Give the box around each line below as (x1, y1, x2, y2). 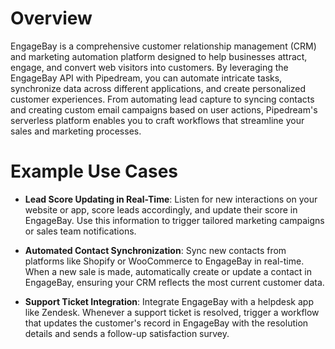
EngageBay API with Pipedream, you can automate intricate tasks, (10, 72, 283, 84)
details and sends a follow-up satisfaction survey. (24, 327, 230, 339)
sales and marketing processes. (10, 125, 142, 137)
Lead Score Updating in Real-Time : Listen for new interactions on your (24, 193, 318, 205)
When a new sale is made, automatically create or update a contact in (24, 265, 312, 277)
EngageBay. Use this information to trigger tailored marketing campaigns (24, 214, 325, 226)
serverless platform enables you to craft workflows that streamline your (10, 114, 305, 126)
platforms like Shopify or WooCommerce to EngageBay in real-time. (24, 255, 305, 267)
